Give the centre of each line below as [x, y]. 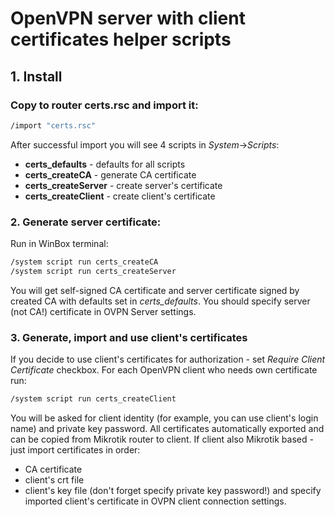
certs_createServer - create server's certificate [123, 185]
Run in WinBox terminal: [59, 244]
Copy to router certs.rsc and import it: [104, 105]
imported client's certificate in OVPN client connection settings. [155, 501]
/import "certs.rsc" [53, 125]
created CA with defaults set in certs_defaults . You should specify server [160, 301]
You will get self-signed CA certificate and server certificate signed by [155, 290]
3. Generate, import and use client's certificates [129, 337]
